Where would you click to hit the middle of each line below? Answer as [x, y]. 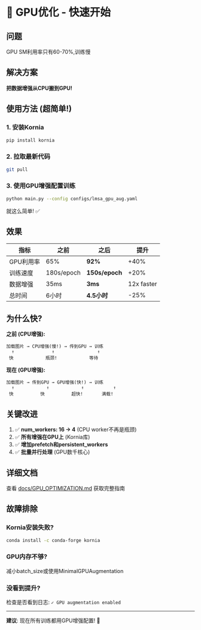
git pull [17, 169]
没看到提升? [23, 588]
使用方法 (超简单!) [39, 109]
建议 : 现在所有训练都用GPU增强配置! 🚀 [53, 620]
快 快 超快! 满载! [61, 394]
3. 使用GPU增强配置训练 [41, 186]
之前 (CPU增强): [26, 334]
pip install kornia [31, 140]
